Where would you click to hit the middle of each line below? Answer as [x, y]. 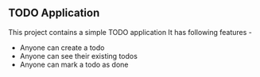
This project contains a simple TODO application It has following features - [130, 32]
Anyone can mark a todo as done [74, 64]
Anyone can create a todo [62, 48]
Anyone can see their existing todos [78, 56]
